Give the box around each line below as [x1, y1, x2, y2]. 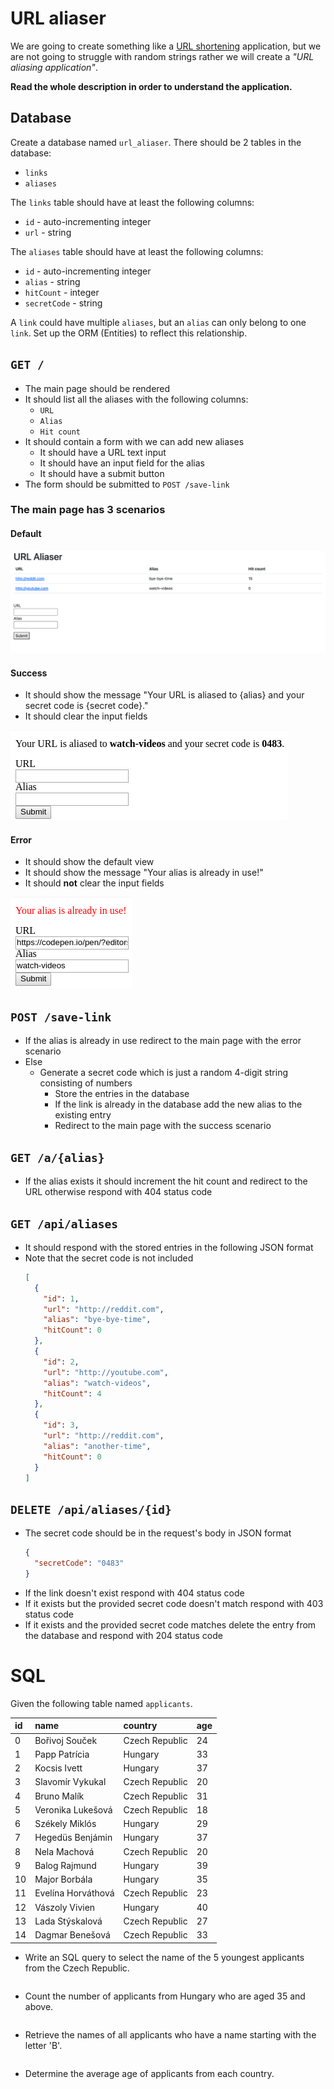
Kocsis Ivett [34, 1762, 83, 1774]
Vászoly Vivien [34, 1901, 96, 1913]
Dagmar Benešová [34, 1929, 111, 1941]
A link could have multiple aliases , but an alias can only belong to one [10, 316, 307, 328]
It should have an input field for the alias [39, 457, 205, 469]
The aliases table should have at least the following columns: [10, 245, 264, 257]
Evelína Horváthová [34, 1887, 115, 1899]
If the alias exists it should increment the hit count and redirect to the [24, 1175, 308, 1187]
